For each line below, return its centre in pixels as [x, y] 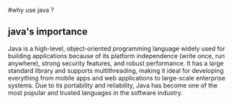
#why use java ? [31, 10]
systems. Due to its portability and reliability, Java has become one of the [113, 85]
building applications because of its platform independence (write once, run [116, 55]
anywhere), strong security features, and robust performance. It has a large [116, 63]
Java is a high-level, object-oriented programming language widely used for [117, 49]
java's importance [48, 32]
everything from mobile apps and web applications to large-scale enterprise [117, 78]
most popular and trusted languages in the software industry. [95, 92]
